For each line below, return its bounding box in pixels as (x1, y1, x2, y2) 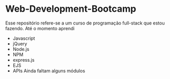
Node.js (12, 46, 30, 52)
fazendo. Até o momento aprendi (5, 25, 75, 31)
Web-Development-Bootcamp (5, 3, 137, 15)
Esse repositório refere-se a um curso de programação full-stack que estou (5, 20, 165, 26)
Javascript (12, 35, 35, 41)
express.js (12, 57, 35, 63)
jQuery (12, 40, 27, 46)
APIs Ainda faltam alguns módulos (12, 67, 86, 74)
